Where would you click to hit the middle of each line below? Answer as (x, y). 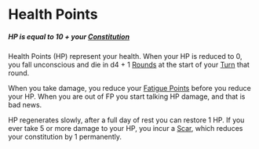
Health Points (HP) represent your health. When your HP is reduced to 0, (125, 56)
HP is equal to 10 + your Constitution (69, 36)
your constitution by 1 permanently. (65, 137)
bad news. (25, 105)
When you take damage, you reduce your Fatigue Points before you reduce (129, 89)
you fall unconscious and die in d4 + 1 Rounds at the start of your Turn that (129, 65)
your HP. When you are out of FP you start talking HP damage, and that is (127, 96)
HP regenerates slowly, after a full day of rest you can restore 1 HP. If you (126, 120)
